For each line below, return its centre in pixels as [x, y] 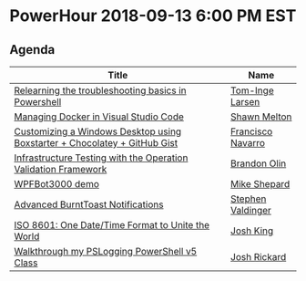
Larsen [245, 102]
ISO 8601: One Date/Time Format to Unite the [112, 225]
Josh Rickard [259, 257]
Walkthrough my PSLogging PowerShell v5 [106, 251]
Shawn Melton [261, 117]
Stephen [249, 199]
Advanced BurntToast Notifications [89, 204]
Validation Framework [61, 169]
